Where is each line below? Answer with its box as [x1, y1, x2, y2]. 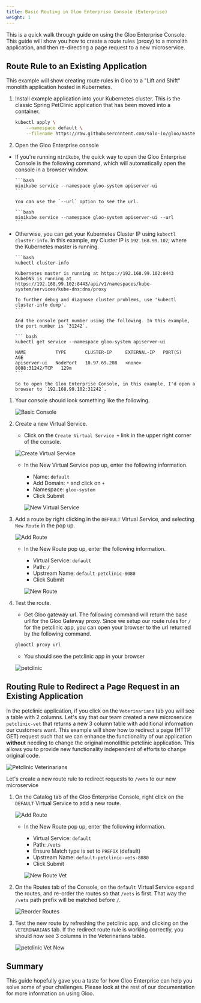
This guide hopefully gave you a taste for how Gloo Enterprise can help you [6, 977, 193, 984]
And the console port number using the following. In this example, [14, 317, 190, 324]
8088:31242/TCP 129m [14, 365, 72, 371]
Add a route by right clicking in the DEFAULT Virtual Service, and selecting [14, 515, 195, 523]
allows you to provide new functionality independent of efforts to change [6, 745, 187, 752]
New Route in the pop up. [14, 521, 76, 529]
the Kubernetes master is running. [14, 243, 99, 250]
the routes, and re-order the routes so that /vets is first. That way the [14, 889, 187, 897]
